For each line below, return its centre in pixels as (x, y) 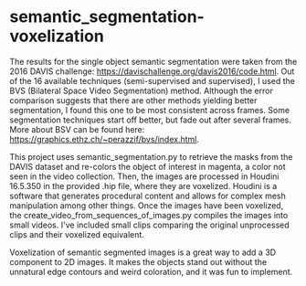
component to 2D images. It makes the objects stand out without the (138, 261)
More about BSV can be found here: (77, 129)
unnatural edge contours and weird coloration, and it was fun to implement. (151, 271)
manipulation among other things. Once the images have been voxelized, (147, 205)
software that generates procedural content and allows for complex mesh (148, 196)
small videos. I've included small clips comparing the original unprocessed (149, 225)
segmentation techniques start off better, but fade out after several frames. (151, 120)
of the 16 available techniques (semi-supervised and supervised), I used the (152, 80)
